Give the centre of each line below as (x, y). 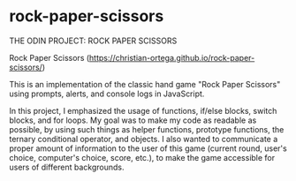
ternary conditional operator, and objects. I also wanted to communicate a (144, 139)
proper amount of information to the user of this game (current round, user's (148, 148)
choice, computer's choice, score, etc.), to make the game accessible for (142, 157)
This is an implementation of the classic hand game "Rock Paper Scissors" (145, 84)
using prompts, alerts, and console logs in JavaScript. (107, 94)
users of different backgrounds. (67, 167)
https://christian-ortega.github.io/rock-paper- (172, 57)
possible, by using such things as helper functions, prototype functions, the (147, 129)
